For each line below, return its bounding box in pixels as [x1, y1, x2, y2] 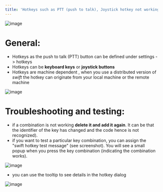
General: [5, 37, 41, 49]
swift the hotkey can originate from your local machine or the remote [12, 74, 149, 80]
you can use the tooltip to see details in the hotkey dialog [12, 172, 127, 177]
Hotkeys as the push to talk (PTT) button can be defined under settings [12, 53, 155, 59]
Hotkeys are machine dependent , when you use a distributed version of [12, 69, 157, 75]
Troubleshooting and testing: [5, 105, 125, 117]
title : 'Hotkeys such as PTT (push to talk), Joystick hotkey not [5, 7, 142, 12]
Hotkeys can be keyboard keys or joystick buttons [12, 64, 115, 70]
